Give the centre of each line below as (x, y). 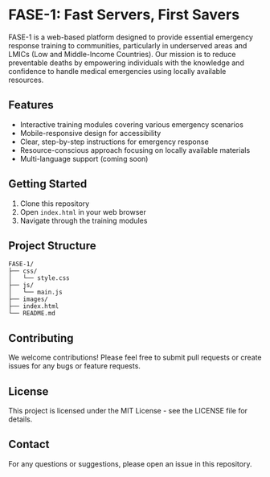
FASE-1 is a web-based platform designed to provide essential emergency (131, 37)
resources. (26, 80)
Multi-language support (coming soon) (84, 158)
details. (20, 419)
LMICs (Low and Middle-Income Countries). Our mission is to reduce (122, 54)
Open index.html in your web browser (83, 212)
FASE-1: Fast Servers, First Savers (124, 15)
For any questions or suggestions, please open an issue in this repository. (130, 463)
